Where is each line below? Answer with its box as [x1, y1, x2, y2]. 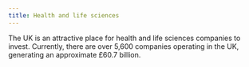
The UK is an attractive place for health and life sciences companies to [8, 33, 241, 43]
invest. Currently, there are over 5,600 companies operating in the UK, [8, 41, 239, 51]
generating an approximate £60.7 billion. [8, 50, 141, 59]
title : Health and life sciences [8, 11, 120, 20]
